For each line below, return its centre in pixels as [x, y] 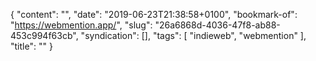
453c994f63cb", [44, 35]
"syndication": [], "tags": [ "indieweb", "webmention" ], [193, 35]
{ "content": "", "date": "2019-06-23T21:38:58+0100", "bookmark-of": [154, 14]
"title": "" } [31, 46]
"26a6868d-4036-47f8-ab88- [217, 25]
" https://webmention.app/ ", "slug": [81, 25]
